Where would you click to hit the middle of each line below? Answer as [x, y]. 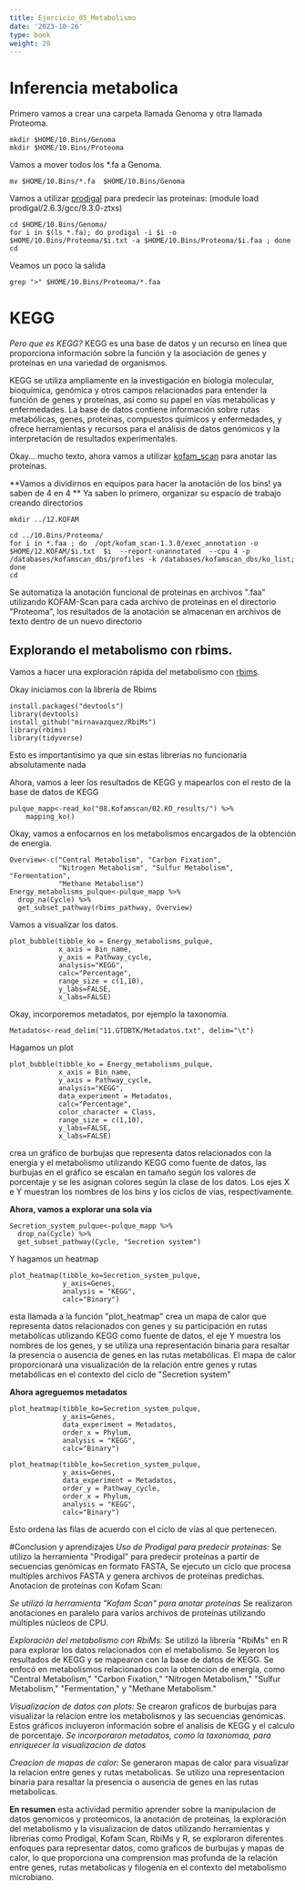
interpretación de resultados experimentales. [94, 439]
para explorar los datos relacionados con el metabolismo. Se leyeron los [144, 1650]
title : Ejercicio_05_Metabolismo [73, 18]
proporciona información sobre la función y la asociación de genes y [138, 353]
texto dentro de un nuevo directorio [76, 621]
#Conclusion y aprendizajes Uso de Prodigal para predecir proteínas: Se [146, 1547]
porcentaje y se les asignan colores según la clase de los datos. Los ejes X [150, 1181]
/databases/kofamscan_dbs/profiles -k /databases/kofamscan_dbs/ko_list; [152, 560]
